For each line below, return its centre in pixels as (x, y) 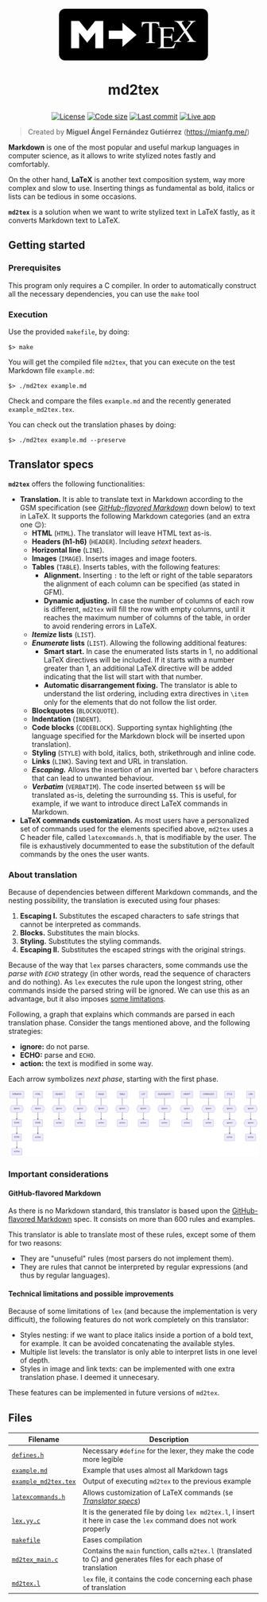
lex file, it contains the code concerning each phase (167, 1579)
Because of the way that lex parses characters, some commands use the (128, 965)
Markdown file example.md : (52, 371)
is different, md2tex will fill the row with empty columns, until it (144, 609)
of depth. (35, 1360)
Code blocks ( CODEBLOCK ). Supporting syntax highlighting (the (132, 727)
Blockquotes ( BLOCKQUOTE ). (75, 710)
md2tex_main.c (35, 1560)
